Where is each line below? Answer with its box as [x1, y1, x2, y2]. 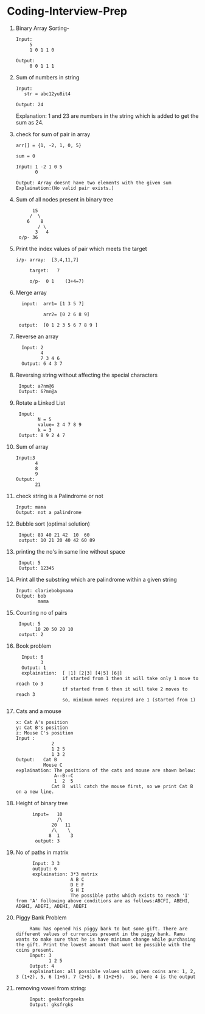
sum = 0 [15, 153, 35, 159]
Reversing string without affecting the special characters [15, 371, 158, 378]
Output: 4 [29, 963, 55, 969]
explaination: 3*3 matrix [32, 871, 98, 877]
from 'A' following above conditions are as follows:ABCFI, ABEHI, [15, 897, 190, 904]
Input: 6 [21, 654, 44, 660]
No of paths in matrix [15, 849, 69, 856]
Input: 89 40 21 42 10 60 [18, 532, 90, 538]
